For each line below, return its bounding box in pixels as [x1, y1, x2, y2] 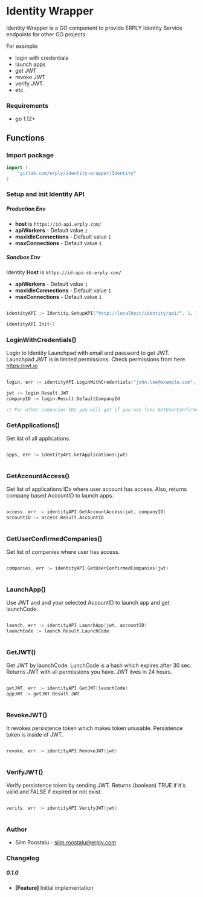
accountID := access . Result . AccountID [6, 514, 104, 521]
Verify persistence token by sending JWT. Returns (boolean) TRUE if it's [6, 782, 186, 789]
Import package [6, 151, 54, 159]
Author [6, 825, 28, 833]
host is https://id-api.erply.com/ [14, 220, 101, 228]
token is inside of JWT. [6, 731, 63, 738]
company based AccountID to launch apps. [6, 492, 114, 499]
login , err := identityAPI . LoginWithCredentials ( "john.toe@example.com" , [6, 379, 196, 386]
